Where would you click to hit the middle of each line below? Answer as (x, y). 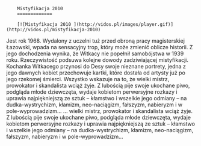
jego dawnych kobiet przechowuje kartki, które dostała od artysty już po (96, 73)
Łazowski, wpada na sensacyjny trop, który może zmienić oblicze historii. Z (100, 47)
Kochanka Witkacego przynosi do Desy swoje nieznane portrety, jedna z (96, 66)
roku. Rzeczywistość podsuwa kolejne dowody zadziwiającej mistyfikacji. (97, 60)
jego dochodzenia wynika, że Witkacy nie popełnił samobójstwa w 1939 (95, 53)
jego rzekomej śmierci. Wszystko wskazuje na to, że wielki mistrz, (88, 79)
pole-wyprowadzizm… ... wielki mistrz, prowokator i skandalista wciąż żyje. (99, 111)
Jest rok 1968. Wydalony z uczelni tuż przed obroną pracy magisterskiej (96, 41)
